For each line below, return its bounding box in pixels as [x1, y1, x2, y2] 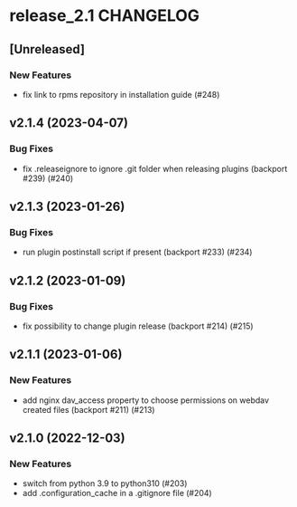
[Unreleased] [9, 42, 86, 57]
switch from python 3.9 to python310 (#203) [22, 478, 188, 489]
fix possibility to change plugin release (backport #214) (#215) [22, 320, 255, 331]
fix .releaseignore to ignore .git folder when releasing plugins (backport [22, 163, 288, 174]
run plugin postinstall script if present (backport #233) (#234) [22, 246, 253, 258]
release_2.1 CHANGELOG [9, 5, 200, 26]
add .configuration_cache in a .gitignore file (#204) [22, 488, 212, 499]
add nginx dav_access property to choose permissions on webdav [22, 395, 269, 406]
